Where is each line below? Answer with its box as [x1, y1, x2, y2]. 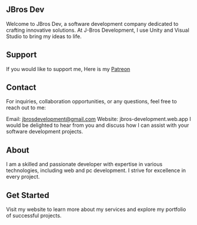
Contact [6, 82, 36, 93]
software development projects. [6, 128, 84, 135]
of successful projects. [6, 212, 62, 219]
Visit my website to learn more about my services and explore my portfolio [6, 206, 186, 213]
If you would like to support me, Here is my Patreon [6, 65, 131, 72]
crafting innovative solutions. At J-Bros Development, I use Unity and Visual [6, 26, 189, 33]
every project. [6, 173, 40, 180]
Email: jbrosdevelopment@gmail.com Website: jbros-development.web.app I [6, 116, 191, 123]
